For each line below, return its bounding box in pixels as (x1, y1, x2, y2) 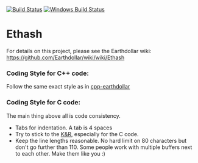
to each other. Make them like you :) (15, 150, 105, 157)
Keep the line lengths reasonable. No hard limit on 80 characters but (15, 137, 187, 144)
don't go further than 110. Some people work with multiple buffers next (15, 143, 193, 151)
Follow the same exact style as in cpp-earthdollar (6, 83, 130, 90)
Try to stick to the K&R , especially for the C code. (15, 130, 139, 137)
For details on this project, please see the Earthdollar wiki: (6, 47, 152, 54)
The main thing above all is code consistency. (6, 112, 121, 119)
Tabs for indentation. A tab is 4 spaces (15, 124, 113, 131)
